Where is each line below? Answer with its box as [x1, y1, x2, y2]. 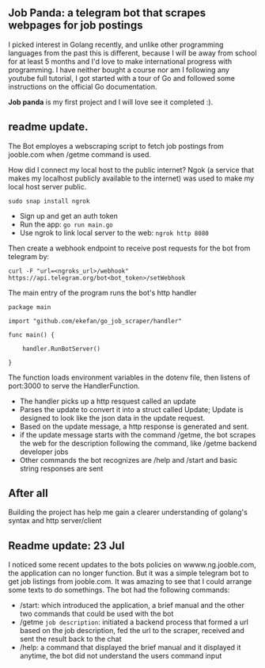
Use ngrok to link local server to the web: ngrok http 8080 [19, 227, 210, 237]
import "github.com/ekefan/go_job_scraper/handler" [8, 317, 182, 325]
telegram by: [8, 251, 50, 261]
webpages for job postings [8, 19, 143, 32]
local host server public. [8, 181, 87, 191]
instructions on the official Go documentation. [8, 82, 157, 91]
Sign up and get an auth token [19, 211, 119, 220]
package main [8, 303, 51, 311]
